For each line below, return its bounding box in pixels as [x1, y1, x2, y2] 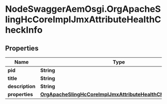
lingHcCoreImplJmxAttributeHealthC [5, 14, 162, 25]
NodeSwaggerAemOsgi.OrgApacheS [5, 3, 161, 15]
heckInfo [5, 25, 43, 35]
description [7, 83, 36, 90]
